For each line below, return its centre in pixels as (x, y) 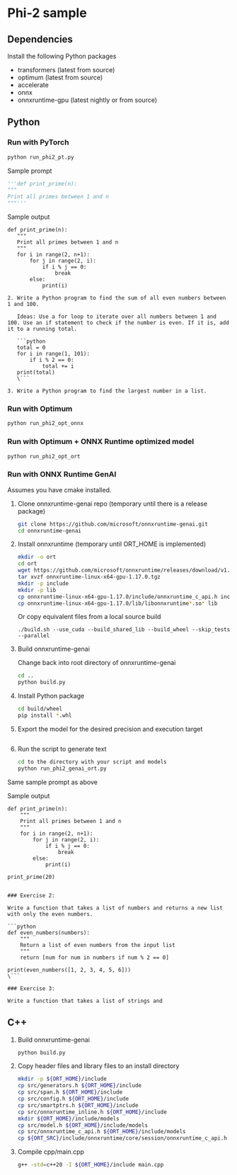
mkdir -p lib (37, 590)
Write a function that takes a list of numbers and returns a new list (115, 908)
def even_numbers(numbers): (49, 933)
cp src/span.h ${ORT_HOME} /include (70, 1092)
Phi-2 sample (47, 13)
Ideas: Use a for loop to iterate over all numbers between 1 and (117, 317)
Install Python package (51, 696)
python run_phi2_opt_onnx (45, 424)
